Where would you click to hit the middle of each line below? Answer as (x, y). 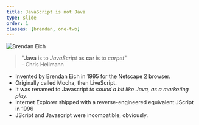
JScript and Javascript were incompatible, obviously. (82, 115)
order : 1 (17, 23)
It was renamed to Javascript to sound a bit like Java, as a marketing (102, 90)
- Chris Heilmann (42, 65)
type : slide (21, 18)
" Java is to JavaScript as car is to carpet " (74, 58)
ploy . (21, 96)
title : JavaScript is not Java (46, 12)
